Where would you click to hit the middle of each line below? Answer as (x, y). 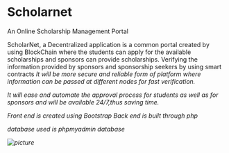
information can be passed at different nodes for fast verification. (101, 81)
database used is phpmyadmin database (66, 129)
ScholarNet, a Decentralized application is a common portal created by (109, 44)
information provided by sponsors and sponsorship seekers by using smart (114, 66)
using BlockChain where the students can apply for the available (99, 52)
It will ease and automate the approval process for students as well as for (113, 95)
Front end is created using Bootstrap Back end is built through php (103, 116)
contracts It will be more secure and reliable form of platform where (104, 74)
